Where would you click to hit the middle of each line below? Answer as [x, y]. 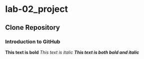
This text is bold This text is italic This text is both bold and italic [72, 52]
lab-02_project [36, 9]
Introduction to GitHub [33, 42]
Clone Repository [33, 28]
